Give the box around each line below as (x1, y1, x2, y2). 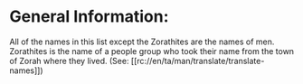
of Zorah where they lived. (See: (9, 55, 129, 66)
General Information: (9, 6, 169, 27)
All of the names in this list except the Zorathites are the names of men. (9, 36, 275, 47)
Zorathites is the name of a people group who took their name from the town (9, 45, 295, 56)
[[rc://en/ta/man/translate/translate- (130, 55, 265, 66)
